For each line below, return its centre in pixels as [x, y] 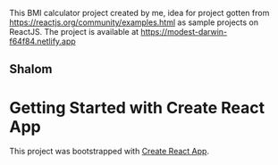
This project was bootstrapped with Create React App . [110, 152]
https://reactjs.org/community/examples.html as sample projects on [134, 22]
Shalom [31, 69]
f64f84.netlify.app [42, 41]
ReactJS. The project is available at [74, 32]
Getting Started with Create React [137, 107]
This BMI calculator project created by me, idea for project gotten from [139, 13]
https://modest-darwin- [184, 32]
